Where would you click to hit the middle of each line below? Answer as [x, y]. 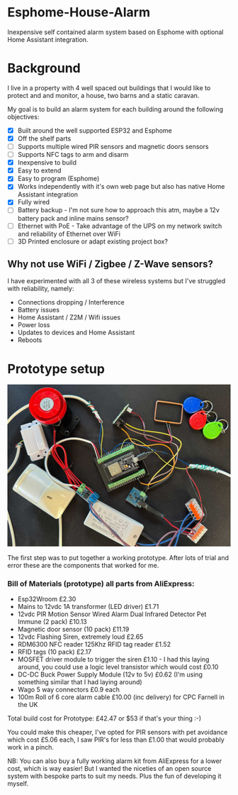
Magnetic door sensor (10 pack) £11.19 [73, 629]
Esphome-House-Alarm [79, 12]
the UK [28, 704]
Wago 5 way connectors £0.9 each [69, 689]
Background [44, 68]
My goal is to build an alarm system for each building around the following [115, 109]
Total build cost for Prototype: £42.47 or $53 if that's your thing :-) [104, 718]
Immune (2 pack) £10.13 [52, 621]
